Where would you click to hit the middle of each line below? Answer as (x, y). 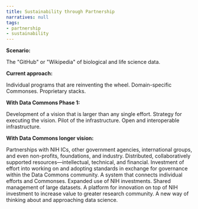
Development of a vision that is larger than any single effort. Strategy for (94, 114)
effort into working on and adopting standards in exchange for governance (97, 169)
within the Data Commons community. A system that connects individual (94, 175)
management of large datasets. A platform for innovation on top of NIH (92, 188)
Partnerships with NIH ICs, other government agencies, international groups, (99, 150)
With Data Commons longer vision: (50, 138)
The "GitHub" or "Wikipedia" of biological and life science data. (83, 62)
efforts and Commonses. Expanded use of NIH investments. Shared (89, 181)
